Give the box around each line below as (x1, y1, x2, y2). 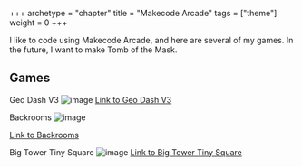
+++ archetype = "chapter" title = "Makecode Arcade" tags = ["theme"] (9, 8, 278, 18)
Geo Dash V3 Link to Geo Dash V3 (9, 94, 172, 105)
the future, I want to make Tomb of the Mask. (9, 44, 178, 55)
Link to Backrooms (9, 129, 80, 140)
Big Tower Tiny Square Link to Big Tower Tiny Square (9, 146, 242, 157)
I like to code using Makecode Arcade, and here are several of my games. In (9, 35, 294, 45)
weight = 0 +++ (9, 17, 68, 28)
